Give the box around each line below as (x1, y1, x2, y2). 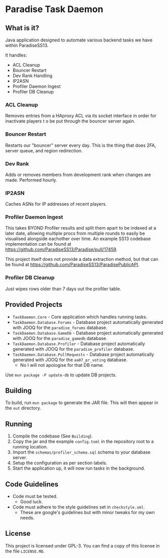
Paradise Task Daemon (5, 4, 103, 15)
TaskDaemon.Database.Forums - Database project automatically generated (12, 319, 163, 325)
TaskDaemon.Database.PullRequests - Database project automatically (12, 351, 154, 357)
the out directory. (5, 405, 41, 411)
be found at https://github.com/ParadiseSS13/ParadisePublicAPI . (5, 261, 140, 268)
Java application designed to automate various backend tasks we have (5, 37, 153, 43)
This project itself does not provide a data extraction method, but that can (5, 256, 159, 262)
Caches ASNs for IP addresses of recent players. (5, 201, 107, 207)
